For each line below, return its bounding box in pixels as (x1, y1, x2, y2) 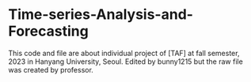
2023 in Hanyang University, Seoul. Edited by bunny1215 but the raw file (8, 57, 243, 66)
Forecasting (8, 22, 89, 40)
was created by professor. (8, 65, 93, 74)
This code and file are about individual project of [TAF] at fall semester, (8, 48, 240, 58)
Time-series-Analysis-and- (8, 6, 194, 24)
